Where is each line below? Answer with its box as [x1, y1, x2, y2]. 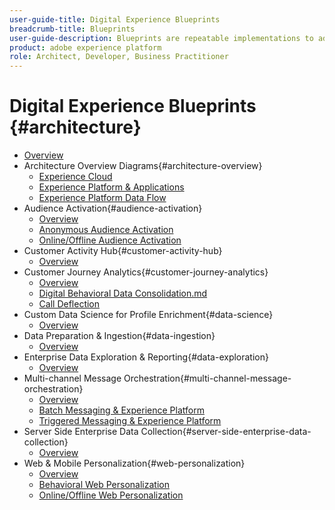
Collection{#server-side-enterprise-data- [140, 426, 312, 438]
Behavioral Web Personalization [38, 479, 170, 491]
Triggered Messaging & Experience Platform [38, 415, 222, 427]
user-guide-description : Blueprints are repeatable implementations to [9, 33, 314, 43]
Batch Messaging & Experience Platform [38, 404, 205, 416]
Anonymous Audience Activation [38, 224, 174, 236]
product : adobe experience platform [9, 42, 162, 53]
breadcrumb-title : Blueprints [9, 24, 136, 34]
